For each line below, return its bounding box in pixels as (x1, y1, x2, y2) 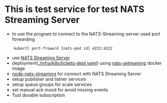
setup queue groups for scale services (12, 81, 92, 87)
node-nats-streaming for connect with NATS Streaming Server (12, 70, 141, 76)
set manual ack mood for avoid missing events (12, 86, 108, 92)
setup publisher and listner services (12, 76, 86, 82)
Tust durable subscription (12, 92, 65, 98)
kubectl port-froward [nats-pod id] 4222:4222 (14, 46, 113, 51)
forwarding (12, 36, 35, 42)
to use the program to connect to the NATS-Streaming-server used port (12, 31, 160, 37)
